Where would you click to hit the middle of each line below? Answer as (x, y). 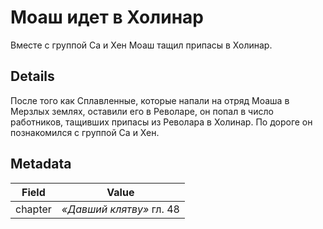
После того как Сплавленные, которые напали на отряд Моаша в (150, 100)
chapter (33, 209)
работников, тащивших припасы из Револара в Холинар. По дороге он (161, 122)
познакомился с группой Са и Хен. (85, 132)
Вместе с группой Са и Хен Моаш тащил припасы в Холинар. (141, 45)
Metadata (41, 164)
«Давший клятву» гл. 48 (120, 209)
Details (32, 76)
